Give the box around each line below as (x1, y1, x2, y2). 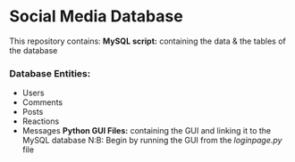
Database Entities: (9, 67, 91, 79)
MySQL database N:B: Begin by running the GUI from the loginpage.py (21, 135, 282, 146)
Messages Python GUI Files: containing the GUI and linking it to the (21, 126, 271, 136)
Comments (21, 97, 63, 108)
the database (9, 45, 58, 55)
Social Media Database (9, 6, 183, 27)
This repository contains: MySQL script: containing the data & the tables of (9, 36, 286, 46)
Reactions (21, 116, 60, 126)
